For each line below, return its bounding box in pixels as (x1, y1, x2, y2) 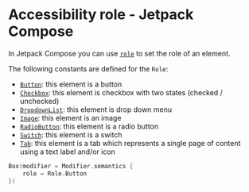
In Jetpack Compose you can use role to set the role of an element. (8, 48, 231, 58)
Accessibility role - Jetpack (8, 6, 194, 24)
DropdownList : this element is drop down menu (19, 105, 173, 114)
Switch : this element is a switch (19, 129, 123, 140)
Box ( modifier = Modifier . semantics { (8, 162, 134, 170)
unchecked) (19, 96, 60, 106)
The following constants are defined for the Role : (8, 63, 169, 73)
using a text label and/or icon (19, 147, 115, 156)
